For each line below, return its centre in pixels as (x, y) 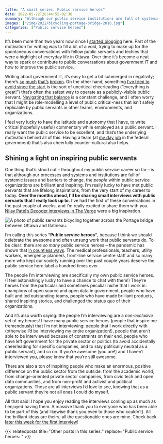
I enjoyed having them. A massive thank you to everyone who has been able (81, 406)
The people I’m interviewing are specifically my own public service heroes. (80, 275)
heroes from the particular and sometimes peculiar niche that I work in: (76, 285)
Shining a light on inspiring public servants (71, 158)
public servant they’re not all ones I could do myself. (57, 392)
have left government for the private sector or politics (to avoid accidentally (80, 341)
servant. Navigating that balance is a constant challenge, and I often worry (80, 97)
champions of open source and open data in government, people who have (80, 290)
